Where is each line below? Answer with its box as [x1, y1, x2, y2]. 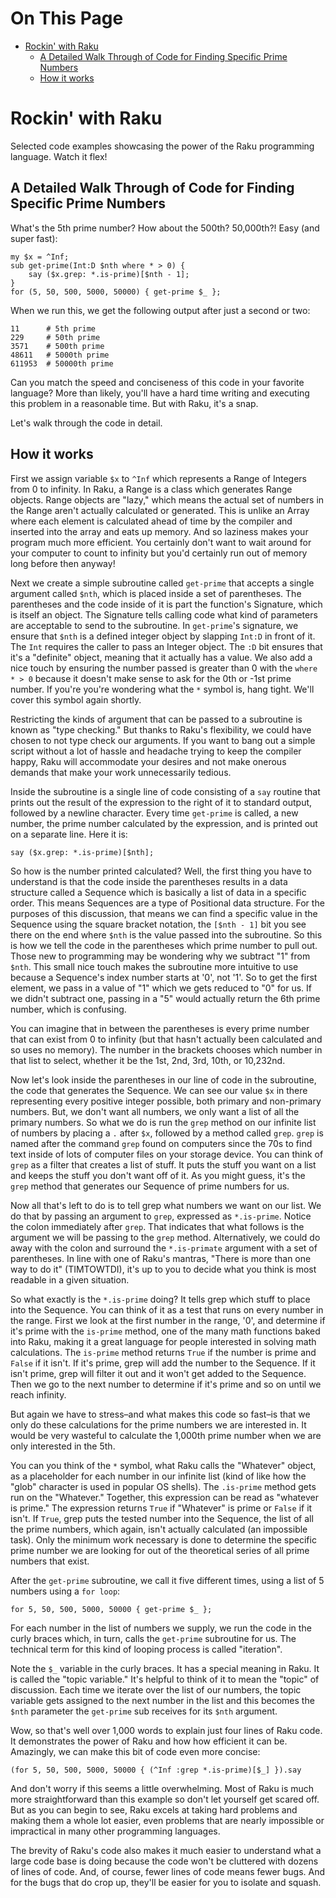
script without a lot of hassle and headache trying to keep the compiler [10, 745, 302, 757]
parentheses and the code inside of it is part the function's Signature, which [10, 598, 323, 610]
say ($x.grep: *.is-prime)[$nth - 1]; [28, 269, 190, 279]
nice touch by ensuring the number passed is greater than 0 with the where [10, 662, 318, 674]
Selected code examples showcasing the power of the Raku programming [10, 140, 315, 152]
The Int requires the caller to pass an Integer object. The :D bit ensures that [10, 640, 323, 652]
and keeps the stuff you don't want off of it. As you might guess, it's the [10, 1169, 306, 1181]
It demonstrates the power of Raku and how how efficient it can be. [10, 1735, 288, 1747]
